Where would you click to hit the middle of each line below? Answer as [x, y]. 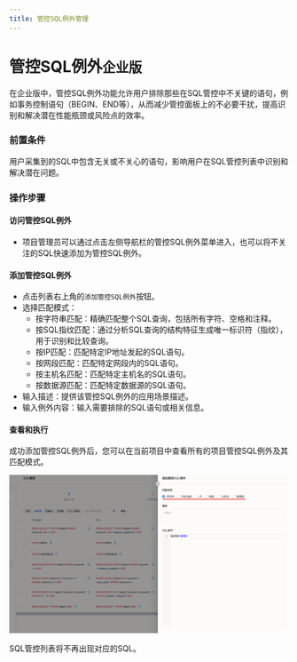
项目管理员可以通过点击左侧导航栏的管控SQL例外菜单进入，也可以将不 [150, 242]
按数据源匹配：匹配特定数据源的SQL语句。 [113, 386]
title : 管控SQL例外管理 [49, 19]
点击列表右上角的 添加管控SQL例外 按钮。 [90, 297]
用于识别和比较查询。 [74, 341]
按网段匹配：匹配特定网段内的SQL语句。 [109, 363]
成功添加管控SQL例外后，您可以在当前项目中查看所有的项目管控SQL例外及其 [149, 451]
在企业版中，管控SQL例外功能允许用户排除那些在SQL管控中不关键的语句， [145, 92]
